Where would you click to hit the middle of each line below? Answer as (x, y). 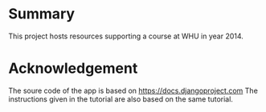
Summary (41, 14)
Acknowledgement (73, 68)
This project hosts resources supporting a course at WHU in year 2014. (126, 36)
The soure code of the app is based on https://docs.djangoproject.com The (133, 90)
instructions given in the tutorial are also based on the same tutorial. (121, 99)
